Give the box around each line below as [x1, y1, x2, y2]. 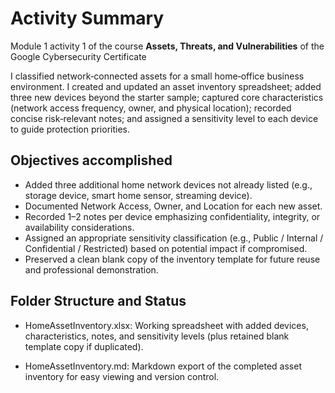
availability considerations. [24, 221, 135, 233]
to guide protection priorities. [10, 123, 131, 135]
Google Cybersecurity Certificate [10, 50, 147, 62]
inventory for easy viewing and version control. [24, 370, 220, 382]
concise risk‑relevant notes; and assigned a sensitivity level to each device [10, 112, 319, 124]
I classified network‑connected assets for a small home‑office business [10, 70, 305, 82]
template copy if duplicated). [24, 340, 144, 352]
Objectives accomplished [10, 152, 173, 169]
